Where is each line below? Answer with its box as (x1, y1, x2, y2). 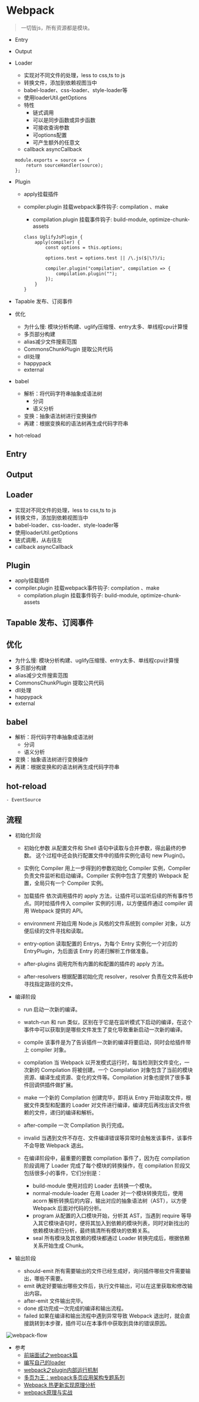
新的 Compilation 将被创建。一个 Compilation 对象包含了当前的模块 (29, 1066, 193, 1073)
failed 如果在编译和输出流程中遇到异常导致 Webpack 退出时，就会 (23, 1312, 185, 1319)
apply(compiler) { (35, 239, 80, 245)
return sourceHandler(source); (26, 162, 104, 168)
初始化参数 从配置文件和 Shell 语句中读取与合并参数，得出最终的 (23, 844, 182, 851)
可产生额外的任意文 (32, 139, 80, 146)
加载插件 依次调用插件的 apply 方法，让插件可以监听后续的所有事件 (23, 892, 188, 899)
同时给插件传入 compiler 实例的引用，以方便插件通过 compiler (34, 899, 186, 906)
